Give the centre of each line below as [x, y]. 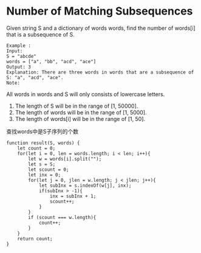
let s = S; [42, 164]
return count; [35, 238]
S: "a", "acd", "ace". [35, 77]
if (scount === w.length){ [62, 217]
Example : [19, 46]
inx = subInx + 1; [73, 196]
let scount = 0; [49, 169]
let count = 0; [36, 148]
